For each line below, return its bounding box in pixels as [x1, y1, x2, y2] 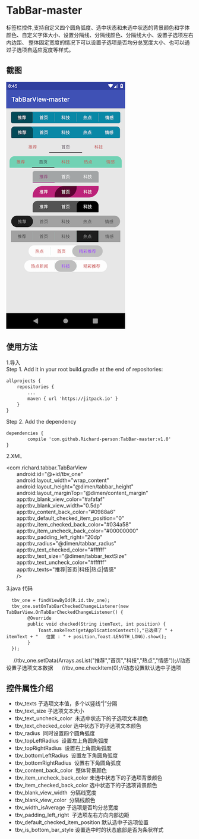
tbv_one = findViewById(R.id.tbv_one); [11, 597, 110, 603]
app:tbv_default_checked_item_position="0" [17, 515, 125, 522]
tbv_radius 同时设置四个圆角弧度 [14, 730, 95, 737]
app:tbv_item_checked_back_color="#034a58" [17, 521, 132, 528]
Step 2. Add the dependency [6, 418, 77, 425]
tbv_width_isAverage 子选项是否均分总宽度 [14, 804, 119, 811]
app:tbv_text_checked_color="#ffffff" [17, 546, 107, 553]
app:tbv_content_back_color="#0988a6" [17, 508, 116, 515]
